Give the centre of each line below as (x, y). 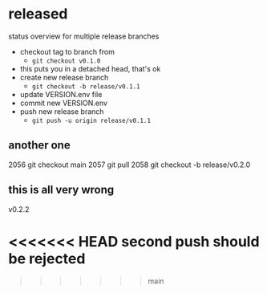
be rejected (47, 258)
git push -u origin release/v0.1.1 (91, 120)
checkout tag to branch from (67, 51)
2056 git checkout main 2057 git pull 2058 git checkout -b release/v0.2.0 (129, 165)
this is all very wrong (61, 190)
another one (39, 145)
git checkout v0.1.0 (66, 61)
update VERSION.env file (61, 94)
